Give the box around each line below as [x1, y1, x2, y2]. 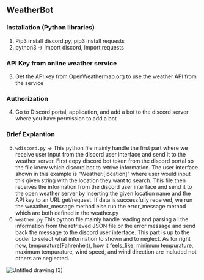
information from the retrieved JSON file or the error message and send [15, 222, 196, 229]
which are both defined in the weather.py [15, 209, 119, 216]
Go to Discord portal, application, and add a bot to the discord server [15, 108, 189, 116]
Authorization [6, 94, 49, 103]
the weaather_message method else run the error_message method [15, 202, 186, 210]
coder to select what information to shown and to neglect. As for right [15, 235, 191, 242]
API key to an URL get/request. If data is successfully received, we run [15, 196, 193, 204]
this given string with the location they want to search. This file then [15, 177, 186, 184]
